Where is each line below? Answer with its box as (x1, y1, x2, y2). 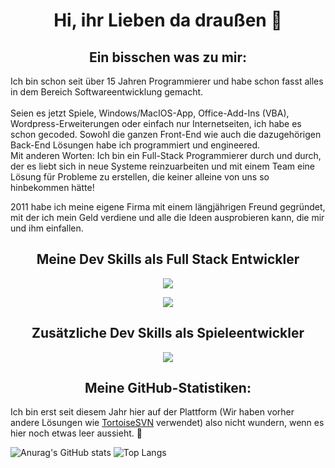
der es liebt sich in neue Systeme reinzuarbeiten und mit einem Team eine (10, 160, 315, 172)
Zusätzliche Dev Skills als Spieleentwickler (31, 325, 305, 342)
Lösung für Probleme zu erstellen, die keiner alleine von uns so (10, 171, 270, 183)
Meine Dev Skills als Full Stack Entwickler (36, 251, 300, 268)
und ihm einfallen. (10, 222, 84, 234)
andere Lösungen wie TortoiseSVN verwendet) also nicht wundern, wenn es (10, 417, 325, 429)
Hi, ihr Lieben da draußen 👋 (53, 9, 283, 32)
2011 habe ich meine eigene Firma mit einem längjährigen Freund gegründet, (10, 201, 326, 213)
